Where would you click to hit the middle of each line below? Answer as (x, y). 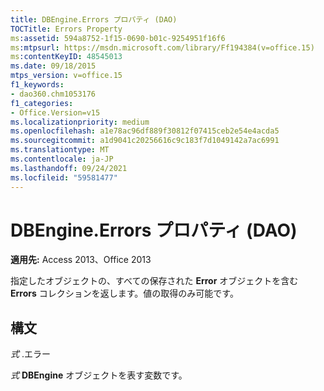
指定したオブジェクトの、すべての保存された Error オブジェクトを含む (154, 281)
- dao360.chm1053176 (53, 94)
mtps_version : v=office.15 (66, 76)
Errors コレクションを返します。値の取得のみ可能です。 (124, 293)
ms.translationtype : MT (60, 150)
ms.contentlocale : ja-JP (62, 159)
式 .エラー (30, 354)
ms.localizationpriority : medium (80, 122)
